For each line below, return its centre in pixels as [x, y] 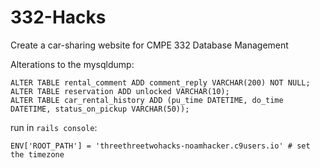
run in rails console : [54, 127]
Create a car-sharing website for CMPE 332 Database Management [149, 45]
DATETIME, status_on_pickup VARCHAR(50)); [100, 109]
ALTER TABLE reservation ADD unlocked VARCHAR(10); [120, 91]
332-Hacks [58, 17]
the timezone [37, 154]
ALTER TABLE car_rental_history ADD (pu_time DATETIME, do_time [147, 100]
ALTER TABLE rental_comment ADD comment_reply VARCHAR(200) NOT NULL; [160, 82]
